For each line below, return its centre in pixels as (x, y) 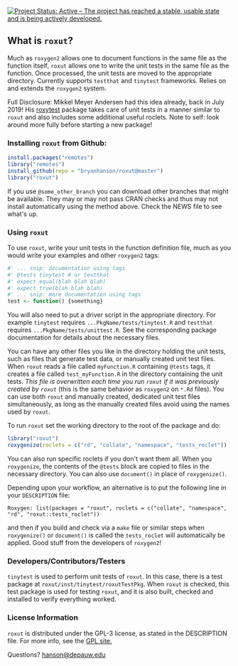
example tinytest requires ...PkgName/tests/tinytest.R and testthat (110, 323)
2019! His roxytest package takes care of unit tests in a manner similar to (114, 109)
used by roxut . (29, 412)
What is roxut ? (40, 41)
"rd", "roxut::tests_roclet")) (54, 514)
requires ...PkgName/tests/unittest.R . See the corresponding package (112, 330)
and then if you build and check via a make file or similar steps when (106, 527)
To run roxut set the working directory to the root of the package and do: (114, 426)
